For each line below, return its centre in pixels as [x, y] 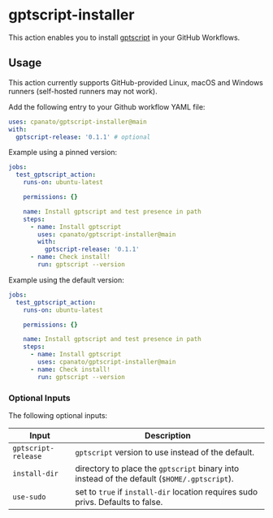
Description [168, 435]
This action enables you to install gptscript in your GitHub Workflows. [124, 37]
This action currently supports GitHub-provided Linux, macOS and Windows [136, 82]
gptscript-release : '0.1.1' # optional [83, 137]
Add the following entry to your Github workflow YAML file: [107, 106]
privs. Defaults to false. [119, 502]
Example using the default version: [66, 280]
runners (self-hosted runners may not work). [83, 91]
